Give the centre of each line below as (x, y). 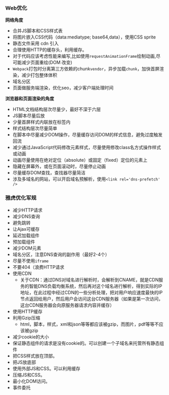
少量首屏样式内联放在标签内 (41, 122)
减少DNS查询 (26, 216)
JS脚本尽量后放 (29, 116)
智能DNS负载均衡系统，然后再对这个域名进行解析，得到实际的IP (96, 286)
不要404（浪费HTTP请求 (38, 267)
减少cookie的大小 (31, 337)
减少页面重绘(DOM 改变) (47, 62)
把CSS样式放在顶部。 (35, 355)
